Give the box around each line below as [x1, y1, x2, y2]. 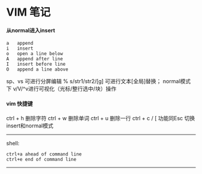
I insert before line [6, 61, 66, 68]
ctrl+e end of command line [6, 156, 77, 162]
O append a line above [6, 66, 69, 72]
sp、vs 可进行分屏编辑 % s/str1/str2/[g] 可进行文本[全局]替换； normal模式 [6, 78, 191, 85]
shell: [6, 139, 20, 146]
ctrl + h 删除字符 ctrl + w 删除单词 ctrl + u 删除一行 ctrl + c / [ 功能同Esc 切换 [6, 114, 195, 121]
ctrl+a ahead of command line [6, 151, 82, 157]
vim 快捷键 [6, 100, 33, 107]
